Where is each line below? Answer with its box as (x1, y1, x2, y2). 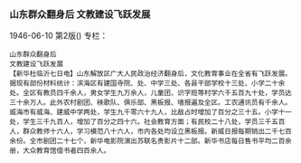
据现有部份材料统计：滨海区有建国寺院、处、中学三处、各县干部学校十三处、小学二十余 (9, 79, 286, 88)
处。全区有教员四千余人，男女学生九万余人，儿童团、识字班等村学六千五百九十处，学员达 (9, 89, 292, 98)
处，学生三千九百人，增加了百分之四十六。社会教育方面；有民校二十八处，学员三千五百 (9, 118, 286, 127)
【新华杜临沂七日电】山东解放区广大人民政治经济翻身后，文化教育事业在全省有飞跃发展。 (9, 70, 292, 79)
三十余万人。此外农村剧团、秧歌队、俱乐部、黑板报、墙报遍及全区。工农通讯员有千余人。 (9, 98, 292, 108)
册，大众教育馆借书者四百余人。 (9, 147, 111, 156)
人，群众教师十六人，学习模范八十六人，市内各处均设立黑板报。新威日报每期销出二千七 (9, 127, 286, 137)
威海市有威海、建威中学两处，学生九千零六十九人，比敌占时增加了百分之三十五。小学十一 (9, 108, 292, 117)
